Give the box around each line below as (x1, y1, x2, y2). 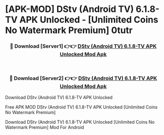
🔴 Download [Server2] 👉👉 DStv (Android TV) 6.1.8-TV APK (9, 75, 158, 82)
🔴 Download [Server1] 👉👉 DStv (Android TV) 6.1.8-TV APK (9, 43, 157, 50)
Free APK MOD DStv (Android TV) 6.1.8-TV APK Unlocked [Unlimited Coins (5, 104, 158, 110)
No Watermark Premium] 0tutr (5, 25, 133, 36)
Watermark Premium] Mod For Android (5, 124, 84, 130)
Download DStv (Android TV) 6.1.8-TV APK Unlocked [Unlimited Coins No (5, 119, 155, 125)
